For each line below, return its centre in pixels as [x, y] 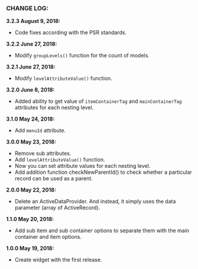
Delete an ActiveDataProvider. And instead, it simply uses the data [95, 202]
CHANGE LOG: [27, 8]
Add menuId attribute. [40, 131]
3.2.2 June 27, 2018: [32, 44]
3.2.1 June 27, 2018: [31, 67]
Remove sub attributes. [43, 153]
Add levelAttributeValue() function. [60, 160]
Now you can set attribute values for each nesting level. [82, 166]
